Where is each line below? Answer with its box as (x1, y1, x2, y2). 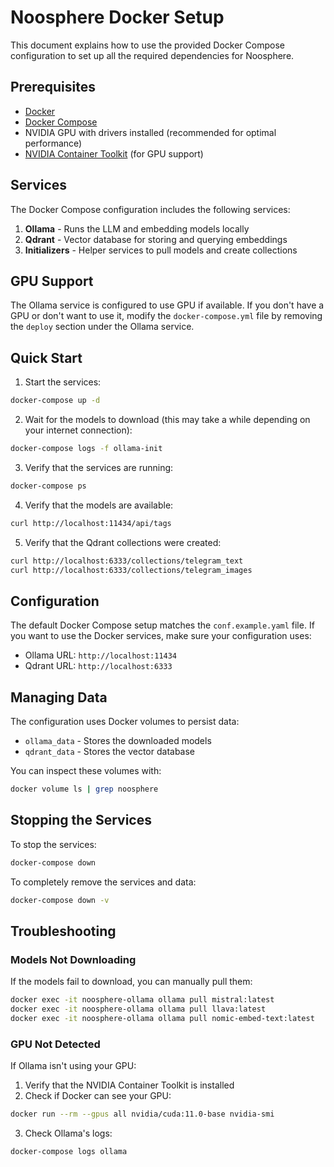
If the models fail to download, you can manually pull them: (10, 976, 253, 988)
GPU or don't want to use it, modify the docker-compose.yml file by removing (10, 310, 323, 322)
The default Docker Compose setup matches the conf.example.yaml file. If (10, 619, 315, 631)
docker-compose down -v (10, 895, 110, 905)
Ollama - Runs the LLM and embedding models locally (24, 222, 250, 235)
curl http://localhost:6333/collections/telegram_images (10, 565, 253, 575)
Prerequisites (10, 79, 96, 96)
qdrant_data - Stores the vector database (24, 746, 196, 758)
